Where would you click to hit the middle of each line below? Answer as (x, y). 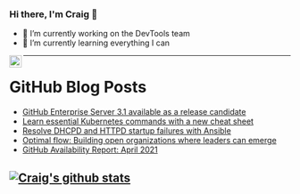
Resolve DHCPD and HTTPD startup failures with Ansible (127, 131)
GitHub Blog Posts (78, 87)
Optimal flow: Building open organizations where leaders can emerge (149, 141)
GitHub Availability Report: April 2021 (90, 150)
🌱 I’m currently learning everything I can (96, 43)
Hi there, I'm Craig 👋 (54, 14)
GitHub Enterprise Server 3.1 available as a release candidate (134, 112)
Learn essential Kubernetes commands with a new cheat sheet (138, 121)
